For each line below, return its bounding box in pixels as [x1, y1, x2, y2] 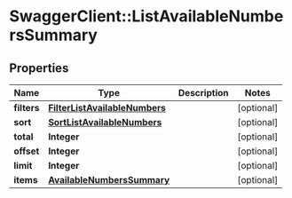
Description [178, 87, 229, 99]
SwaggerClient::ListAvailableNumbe [9, 6, 284, 27]
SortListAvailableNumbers [48, 116, 162, 128]
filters [13, 102, 40, 114]
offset [13, 145, 40, 157]
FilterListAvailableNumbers [48, 102, 166, 114]
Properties [9, 60, 69, 75]
